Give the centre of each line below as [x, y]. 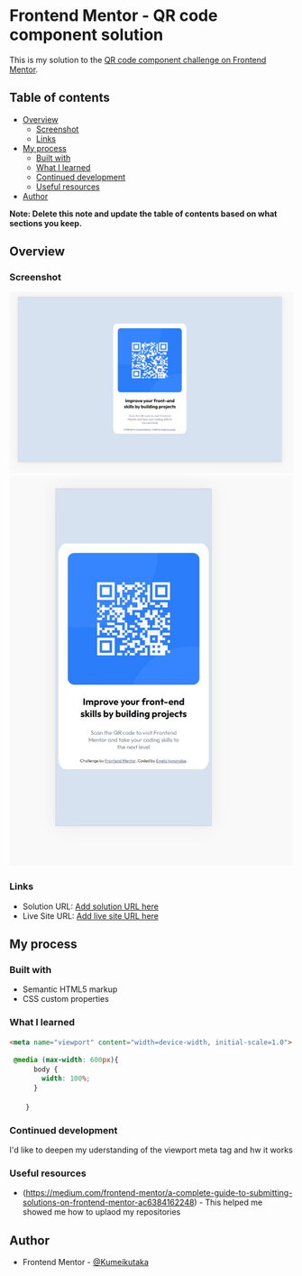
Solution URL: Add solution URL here [91, 906]
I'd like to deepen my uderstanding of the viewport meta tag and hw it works [151, 1150]
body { [46, 1069]
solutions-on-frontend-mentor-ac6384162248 [108, 1203]
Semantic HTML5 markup [70, 989]
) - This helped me [228, 1203]
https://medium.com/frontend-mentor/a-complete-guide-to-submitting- [159, 1193]
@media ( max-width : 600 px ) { [66, 1060]
